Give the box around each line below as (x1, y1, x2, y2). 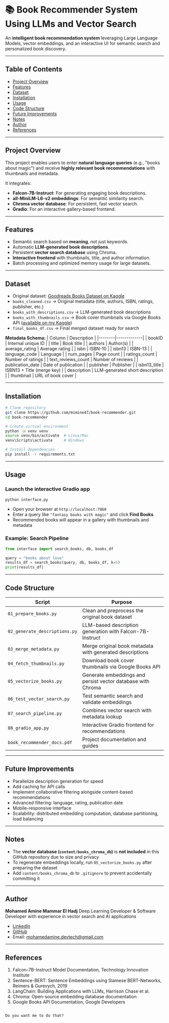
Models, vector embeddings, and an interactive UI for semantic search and (5, 40, 160, 46)
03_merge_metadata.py (8, 646, 59, 652)
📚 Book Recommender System (5, 4, 138, 16)
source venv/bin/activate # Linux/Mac (5, 433, 89, 439)
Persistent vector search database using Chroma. (12, 250, 117, 256)
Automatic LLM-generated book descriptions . (12, 244, 110, 250)
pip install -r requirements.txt (5, 452, 75, 457)
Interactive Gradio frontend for (82, 721, 154, 728)
